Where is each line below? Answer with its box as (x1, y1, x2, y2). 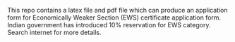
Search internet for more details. (7, 28, 102, 36)
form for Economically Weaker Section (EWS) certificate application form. (7, 13, 222, 22)
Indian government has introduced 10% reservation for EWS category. (7, 21, 211, 29)
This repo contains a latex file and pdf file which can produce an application (7, 6, 228, 14)
